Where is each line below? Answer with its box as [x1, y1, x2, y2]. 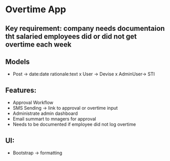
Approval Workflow [12, 99, 54, 106]
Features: [5, 86, 37, 94]
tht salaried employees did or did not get [5, 32, 137, 41]
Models [5, 57, 30, 66]
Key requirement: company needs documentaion [5, 24, 165, 33]
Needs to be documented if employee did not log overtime [12, 122, 136, 128]
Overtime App [5, 4, 67, 15]
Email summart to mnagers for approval [12, 116, 96, 122]
